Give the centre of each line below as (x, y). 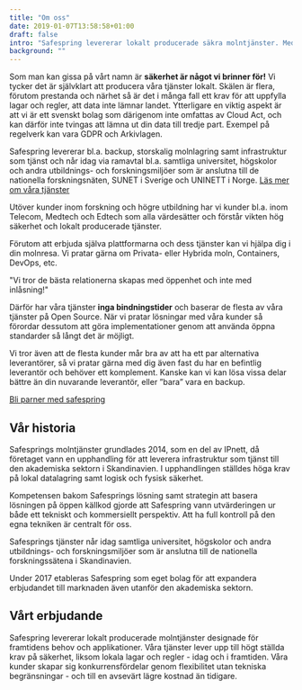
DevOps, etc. (34, 263)
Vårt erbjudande (56, 616)
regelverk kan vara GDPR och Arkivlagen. (86, 134)
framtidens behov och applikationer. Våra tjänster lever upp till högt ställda (147, 647)
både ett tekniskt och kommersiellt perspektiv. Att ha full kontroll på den (142, 515)
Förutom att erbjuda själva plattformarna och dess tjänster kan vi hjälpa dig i (150, 244)
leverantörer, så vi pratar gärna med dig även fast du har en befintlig (136, 363)
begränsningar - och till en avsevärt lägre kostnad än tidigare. (124, 676)
